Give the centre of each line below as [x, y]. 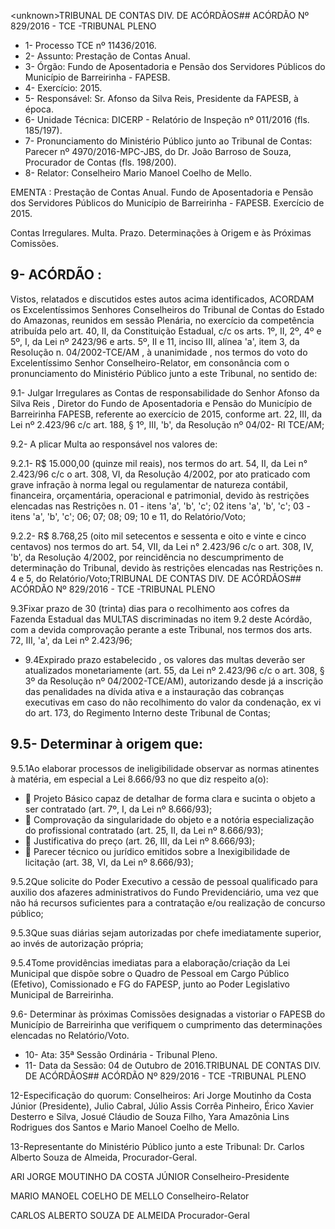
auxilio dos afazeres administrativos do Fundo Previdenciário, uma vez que [164, 892]
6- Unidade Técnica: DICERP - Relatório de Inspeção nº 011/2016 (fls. [167, 119]
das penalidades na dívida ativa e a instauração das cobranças [154, 691]
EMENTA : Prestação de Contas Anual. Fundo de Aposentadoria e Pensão [162, 192]
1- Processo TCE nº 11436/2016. [90, 45]
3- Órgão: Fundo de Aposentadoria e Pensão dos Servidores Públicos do [175, 66]
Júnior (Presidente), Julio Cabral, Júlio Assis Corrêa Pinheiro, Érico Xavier [162, 1106]
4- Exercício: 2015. [63, 88]
